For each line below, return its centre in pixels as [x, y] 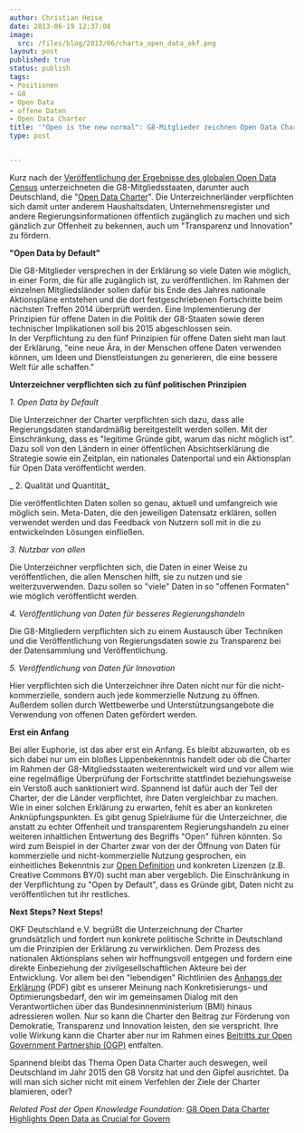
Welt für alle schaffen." [52, 366]
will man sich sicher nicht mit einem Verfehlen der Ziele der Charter [135, 1081]
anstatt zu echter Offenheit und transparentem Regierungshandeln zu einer [149, 826]
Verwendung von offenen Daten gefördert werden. [104, 714]
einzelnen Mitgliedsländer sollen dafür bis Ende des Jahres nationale [138, 289]
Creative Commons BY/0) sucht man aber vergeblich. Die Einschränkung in [149, 874]
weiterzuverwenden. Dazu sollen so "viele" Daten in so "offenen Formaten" [149, 586]
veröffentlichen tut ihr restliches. [70, 894]
